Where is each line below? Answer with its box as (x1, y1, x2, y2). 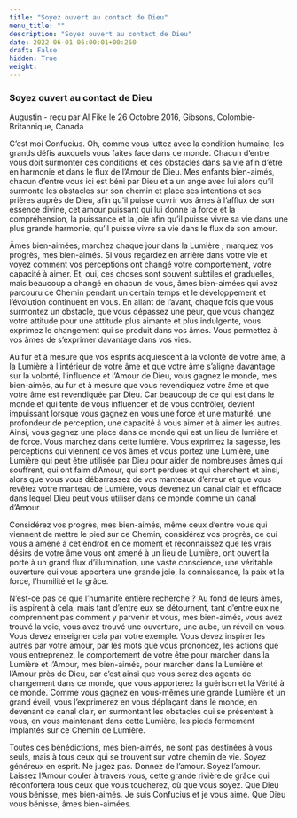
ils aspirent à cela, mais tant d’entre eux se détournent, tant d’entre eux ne (9, 603, 280, 613)
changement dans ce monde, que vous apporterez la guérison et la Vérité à (9, 678, 285, 689)
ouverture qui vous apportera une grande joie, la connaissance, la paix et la (9, 566, 285, 577)
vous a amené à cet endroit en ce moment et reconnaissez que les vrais (9, 538, 272, 549)
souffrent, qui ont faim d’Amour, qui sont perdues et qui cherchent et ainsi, (9, 464, 281, 475)
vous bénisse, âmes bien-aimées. (9, 799, 132, 809)
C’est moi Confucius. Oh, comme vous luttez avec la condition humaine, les (9, 138, 285, 149)
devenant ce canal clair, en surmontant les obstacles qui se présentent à (9, 706, 274, 717)
